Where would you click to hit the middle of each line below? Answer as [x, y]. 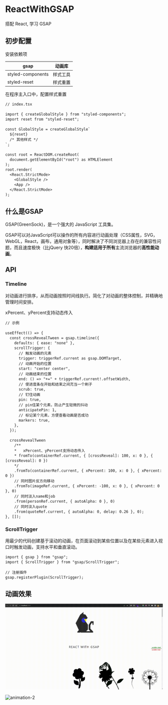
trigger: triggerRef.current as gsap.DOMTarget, [70, 358]
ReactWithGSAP [40, 9]
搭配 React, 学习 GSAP [28, 24]
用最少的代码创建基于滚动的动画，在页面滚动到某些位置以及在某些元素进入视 [84, 541]
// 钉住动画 [29, 395]
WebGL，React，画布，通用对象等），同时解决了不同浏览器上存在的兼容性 [81, 241]
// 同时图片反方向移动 [34, 481]
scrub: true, [32, 389]
